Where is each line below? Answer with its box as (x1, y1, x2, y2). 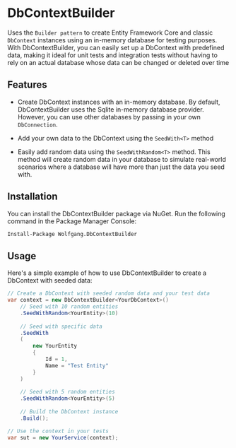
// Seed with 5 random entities (20, 389, 115, 396)
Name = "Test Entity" (45, 362, 110, 369)
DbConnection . (17, 120, 58, 129)
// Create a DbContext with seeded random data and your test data (7, 290, 211, 297)
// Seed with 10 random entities (20, 303, 119, 310)
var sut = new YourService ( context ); (7, 434, 119, 441)
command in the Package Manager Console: (7, 217, 137, 225)
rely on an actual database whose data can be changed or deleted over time (7, 58, 230, 66)
